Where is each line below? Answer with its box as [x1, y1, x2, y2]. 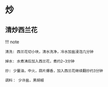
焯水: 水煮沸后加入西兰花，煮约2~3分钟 [5, 59, 75, 64]
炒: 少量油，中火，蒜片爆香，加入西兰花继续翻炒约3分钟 [5, 68, 103, 73]
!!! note [5, 39, 20, 45]
